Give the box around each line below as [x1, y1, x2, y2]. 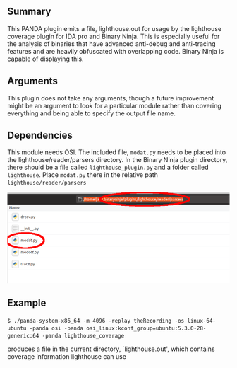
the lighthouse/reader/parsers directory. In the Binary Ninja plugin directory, [7, 156, 228, 164]
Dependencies [7, 130, 73, 142]
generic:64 [7, 332, 39, 339]
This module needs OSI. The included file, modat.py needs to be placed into [7, 148, 226, 156]
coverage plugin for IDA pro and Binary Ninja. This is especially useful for [7, 32, 220, 40]
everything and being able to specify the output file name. [7, 109, 176, 117]
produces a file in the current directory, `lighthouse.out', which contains [7, 345, 215, 353]
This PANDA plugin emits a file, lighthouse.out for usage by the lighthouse [7, 24, 222, 33]
